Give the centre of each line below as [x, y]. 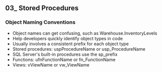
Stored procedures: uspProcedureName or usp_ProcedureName [79, 49]
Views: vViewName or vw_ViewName [51, 65]
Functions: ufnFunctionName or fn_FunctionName [64, 60]
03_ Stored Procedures [42, 8]
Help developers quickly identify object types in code [67, 38]
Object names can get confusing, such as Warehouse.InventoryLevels [85, 33]
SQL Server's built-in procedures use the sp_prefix [65, 54]
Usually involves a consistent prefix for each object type [70, 44]
